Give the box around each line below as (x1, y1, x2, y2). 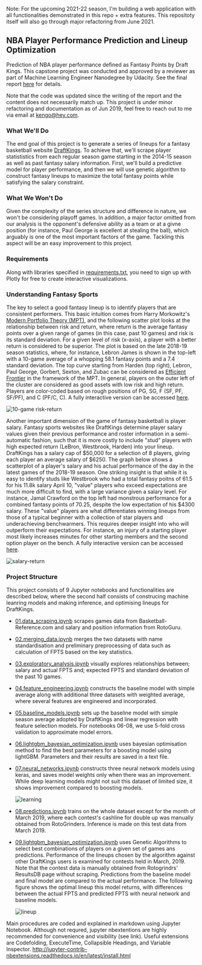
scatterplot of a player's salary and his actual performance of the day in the (6, 462, 194, 469)
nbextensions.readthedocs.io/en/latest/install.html (6, 952, 131, 960)
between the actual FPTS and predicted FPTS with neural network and (14, 890, 191, 897)
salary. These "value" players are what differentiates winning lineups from (6, 508, 190, 514)
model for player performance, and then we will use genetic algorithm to (6, 166, 186, 173)
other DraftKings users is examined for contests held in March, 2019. (14, 858, 186, 865)
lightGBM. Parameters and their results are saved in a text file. (14, 753, 169, 761)
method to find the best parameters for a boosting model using (14, 747, 172, 754)
